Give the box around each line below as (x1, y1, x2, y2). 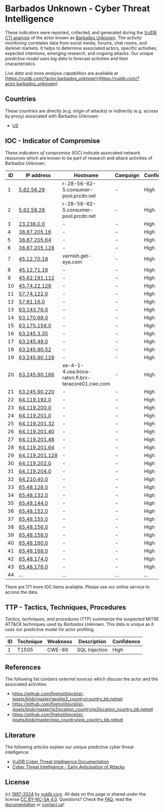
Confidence (112, 638, 141, 645)
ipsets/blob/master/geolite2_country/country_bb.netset (12, 696, 123, 702)
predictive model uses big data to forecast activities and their (5, 55, 128, 61)
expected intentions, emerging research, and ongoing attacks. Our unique (5, 50, 154, 56)
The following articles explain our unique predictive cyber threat (5, 744, 134, 750)
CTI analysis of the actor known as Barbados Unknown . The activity (5, 35, 142, 41)
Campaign (114, 172, 140, 179)
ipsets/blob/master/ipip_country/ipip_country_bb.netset (12, 717, 123, 723)
